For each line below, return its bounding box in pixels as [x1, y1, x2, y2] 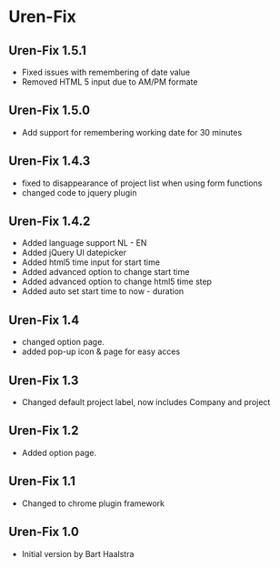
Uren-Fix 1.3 [8, 372, 79, 388]
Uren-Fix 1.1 [8, 473, 76, 489]
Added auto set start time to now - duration [21, 286, 185, 297]
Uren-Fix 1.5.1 [8, 43, 87, 58]
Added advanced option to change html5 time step [21, 276, 213, 288]
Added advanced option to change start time [21, 267, 190, 278]
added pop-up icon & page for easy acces [21, 346, 181, 357]
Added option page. [21, 447, 97, 458]
